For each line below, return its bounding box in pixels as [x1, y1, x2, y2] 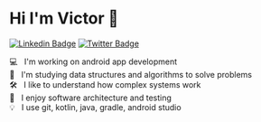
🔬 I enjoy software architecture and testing [9, 92, 172, 103]
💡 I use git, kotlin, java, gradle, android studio [9, 101, 182, 112]
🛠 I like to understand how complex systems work [9, 79, 201, 89]
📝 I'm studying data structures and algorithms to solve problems [9, 69, 253, 80]
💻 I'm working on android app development [9, 56, 178, 67]
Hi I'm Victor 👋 [9, 8, 119, 29]
